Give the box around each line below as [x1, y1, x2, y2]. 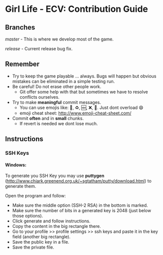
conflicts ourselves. [19, 94, 60, 100]
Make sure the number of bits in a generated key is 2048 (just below [12, 208, 151, 214]
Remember [5, 60, 40, 69]
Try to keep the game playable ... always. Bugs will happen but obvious [12, 73, 157, 79]
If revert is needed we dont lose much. [19, 120, 98, 126]
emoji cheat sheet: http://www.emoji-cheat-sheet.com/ [19, 110, 131, 116]
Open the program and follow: [5, 193, 66, 199]
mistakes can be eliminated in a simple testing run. [12, 78, 115, 84]
